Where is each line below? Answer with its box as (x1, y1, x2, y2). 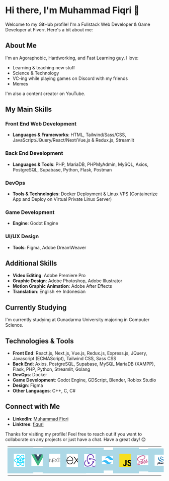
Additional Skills (5, 259, 57, 268)
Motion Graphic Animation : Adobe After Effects (12, 283, 112, 289)
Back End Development (5, 150, 63, 157)
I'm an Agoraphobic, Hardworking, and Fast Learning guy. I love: (5, 55, 139, 61)
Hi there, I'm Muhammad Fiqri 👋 (5, 5, 140, 16)
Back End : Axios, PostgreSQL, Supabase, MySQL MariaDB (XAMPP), (12, 361, 155, 367)
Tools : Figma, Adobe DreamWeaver (12, 244, 87, 250)
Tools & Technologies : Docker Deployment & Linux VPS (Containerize (12, 191, 158, 197)
